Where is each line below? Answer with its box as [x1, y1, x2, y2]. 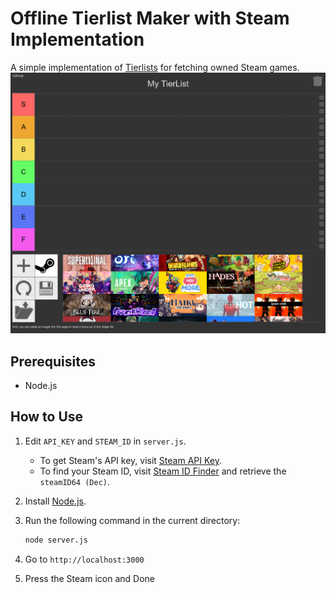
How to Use [10, 408, 84, 426]
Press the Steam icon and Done [24, 572, 155, 584]
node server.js [24, 535, 89, 545]
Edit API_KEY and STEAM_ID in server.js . [24, 435, 187, 447]
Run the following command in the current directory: [24, 514, 241, 526]
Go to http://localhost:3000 [24, 553, 145, 565]
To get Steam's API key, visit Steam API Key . [39, 454, 222, 466]
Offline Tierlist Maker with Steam [10, 7, 290, 30]
